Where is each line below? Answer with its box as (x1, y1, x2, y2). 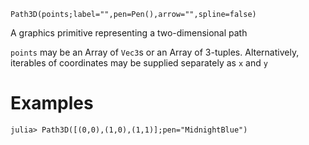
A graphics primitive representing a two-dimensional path (10, 27, 248, 39)
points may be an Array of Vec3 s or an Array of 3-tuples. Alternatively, (10, 46, 300, 58)
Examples (10, 92, 94, 115)
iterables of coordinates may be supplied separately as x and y (10, 57, 268, 69)
